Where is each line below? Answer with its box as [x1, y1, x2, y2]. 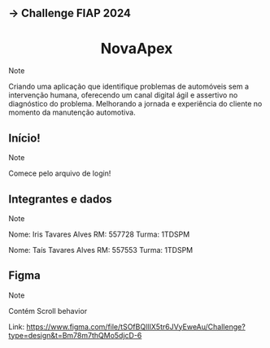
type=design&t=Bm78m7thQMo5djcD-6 [8, 330, 142, 340]
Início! [8, 131, 41, 145]
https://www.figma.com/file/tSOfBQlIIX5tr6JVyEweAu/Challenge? [26, 321, 246, 332]
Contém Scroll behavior [8, 306, 88, 315]
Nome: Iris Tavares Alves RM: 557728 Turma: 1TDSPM [8, 229, 190, 239]
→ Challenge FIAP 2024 [8, 7, 132, 20]
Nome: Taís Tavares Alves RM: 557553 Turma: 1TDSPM [8, 245, 194, 254]
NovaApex [100, 39, 173, 58]
